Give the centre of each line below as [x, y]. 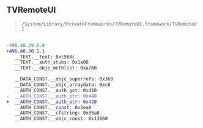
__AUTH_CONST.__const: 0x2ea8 [53, 107]
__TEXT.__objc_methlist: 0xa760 [56, 68]
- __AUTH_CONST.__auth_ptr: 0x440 [52, 96]
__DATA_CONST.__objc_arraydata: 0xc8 [63, 85]
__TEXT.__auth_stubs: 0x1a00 [51, 62]
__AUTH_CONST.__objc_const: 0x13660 [61, 119]
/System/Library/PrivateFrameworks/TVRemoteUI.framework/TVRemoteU [109, 24]
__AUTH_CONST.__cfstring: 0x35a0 [57, 113]
